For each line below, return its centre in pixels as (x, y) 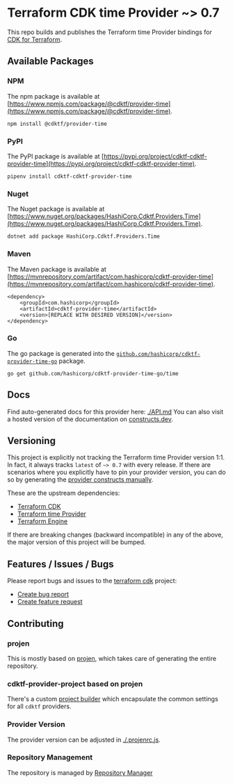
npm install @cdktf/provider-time (57, 124)
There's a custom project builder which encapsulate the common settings (113, 699)
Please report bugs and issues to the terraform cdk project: (92, 581)
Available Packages (50, 62)
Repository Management (50, 758)
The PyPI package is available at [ (56, 156)
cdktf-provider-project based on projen (75, 684)
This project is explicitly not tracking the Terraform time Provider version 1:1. (116, 457)
